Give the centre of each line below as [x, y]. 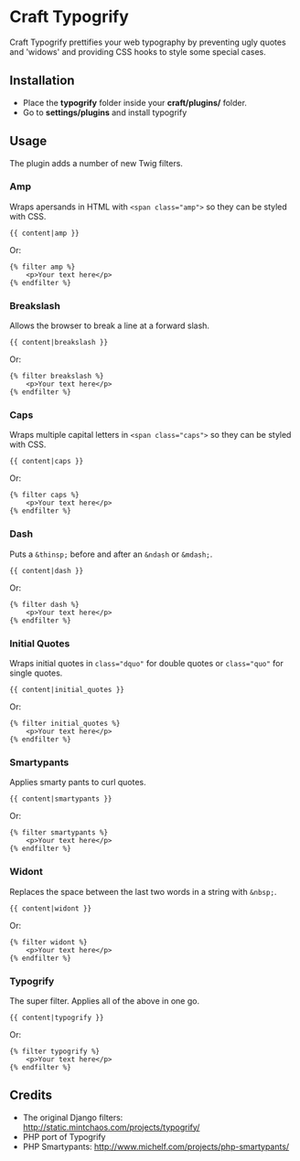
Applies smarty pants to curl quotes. [78, 783]
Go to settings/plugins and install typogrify [105, 112]
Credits [31, 1096]
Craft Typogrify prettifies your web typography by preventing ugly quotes [148, 42]
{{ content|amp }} [44, 233]
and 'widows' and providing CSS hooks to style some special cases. [138, 51]
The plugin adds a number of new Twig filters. [96, 163]
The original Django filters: [73, 1117]
